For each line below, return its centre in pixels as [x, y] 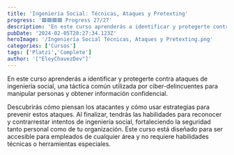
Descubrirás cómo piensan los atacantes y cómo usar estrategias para [109, 107]
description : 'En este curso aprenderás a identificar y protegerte [109, 26]
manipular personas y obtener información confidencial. [88, 93]
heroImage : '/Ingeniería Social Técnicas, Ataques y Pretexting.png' [110, 40]
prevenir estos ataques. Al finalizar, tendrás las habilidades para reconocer [115, 114]
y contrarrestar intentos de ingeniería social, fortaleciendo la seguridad [109, 122]
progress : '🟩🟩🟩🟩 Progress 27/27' [60, 20]
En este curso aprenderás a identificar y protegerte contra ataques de [107, 79]
